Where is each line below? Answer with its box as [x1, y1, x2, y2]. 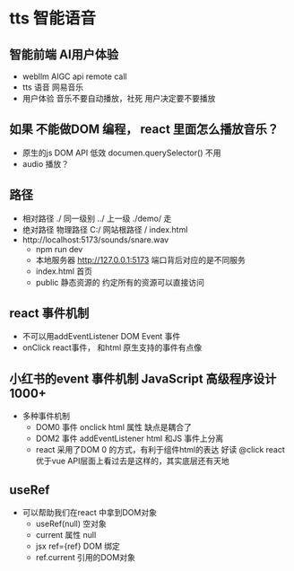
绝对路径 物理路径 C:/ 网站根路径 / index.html [22, 224, 188, 234]
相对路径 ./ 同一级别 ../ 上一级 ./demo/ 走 [22, 213, 172, 224]
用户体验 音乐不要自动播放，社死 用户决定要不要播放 [22, 93, 216, 103]
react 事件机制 [9, 306, 90, 321]
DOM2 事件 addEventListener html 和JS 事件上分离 [35, 433, 224, 444]
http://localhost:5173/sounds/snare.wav [22, 234, 169, 245]
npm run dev [35, 243, 83, 254]
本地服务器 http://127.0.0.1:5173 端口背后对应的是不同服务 [35, 254, 246, 265]
